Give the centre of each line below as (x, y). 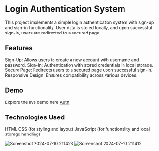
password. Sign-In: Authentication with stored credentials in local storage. (79, 65)
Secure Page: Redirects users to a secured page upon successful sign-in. (79, 70)
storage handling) (23, 134)
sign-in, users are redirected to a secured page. (53, 33)
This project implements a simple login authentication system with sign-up (79, 22)
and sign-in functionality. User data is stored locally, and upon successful (79, 27)
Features (19, 48)
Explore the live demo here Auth (37, 102)
